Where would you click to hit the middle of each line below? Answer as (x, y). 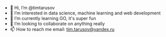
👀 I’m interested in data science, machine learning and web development (85, 13)
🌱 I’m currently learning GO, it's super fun (53, 18)
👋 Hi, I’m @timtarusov (32, 8)
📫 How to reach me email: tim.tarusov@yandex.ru (62, 29)
